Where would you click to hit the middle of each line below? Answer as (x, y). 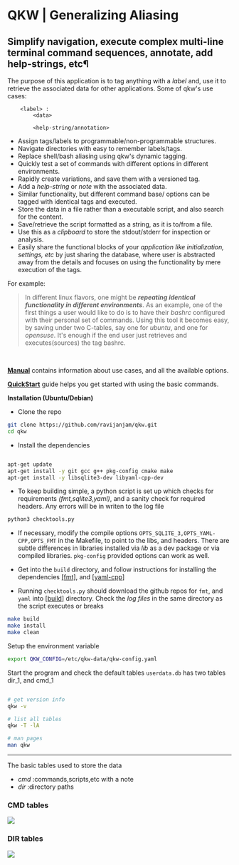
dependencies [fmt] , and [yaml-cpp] (71, 577)
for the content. (41, 217)
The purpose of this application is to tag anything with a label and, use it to (117, 81)
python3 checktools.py (41, 519)
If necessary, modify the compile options (78, 533)
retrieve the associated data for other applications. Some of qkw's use (110, 88)
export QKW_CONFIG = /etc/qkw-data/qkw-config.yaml (83, 659)
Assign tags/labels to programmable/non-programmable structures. (117, 141)
